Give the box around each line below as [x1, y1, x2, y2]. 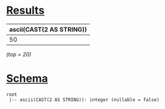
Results [6, 4, 45, 17]
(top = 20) [6, 50, 32, 57]
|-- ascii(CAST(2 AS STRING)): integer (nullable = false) [8, 96, 160, 102]
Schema [6, 72, 48, 86]
